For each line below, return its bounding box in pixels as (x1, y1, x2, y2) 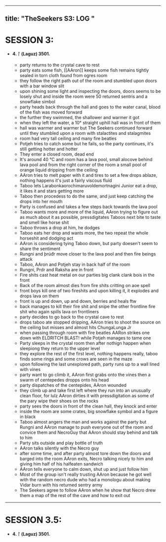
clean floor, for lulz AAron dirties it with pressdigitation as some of (19, 392, 155, 398)
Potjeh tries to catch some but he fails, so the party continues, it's (19, 140, 154, 146)
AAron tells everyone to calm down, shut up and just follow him (19, 466, 148, 472)
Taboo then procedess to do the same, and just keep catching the (19, 193, 154, 199)
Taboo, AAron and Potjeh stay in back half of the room (19, 261, 130, 267)
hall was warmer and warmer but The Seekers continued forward (19, 125, 153, 131)
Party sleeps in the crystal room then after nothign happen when (19, 340, 151, 346)
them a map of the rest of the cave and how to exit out (19, 492, 130, 498)
